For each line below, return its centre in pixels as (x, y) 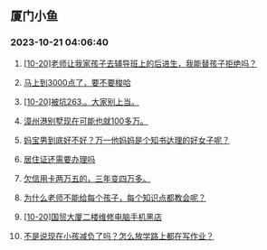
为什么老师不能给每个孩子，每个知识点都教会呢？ (114, 198)
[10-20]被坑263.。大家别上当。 (81, 101)
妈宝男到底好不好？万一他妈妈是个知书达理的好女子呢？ (126, 140)
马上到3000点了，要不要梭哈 (77, 82)
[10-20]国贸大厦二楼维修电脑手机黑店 (92, 217)
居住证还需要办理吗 (59, 159)
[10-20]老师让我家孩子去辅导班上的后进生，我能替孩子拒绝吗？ (140, 63)
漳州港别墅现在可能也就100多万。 (86, 121)
